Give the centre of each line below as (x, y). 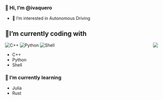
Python (19, 60)
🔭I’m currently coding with (46, 33)
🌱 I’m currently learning (33, 78)
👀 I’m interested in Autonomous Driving (51, 18)
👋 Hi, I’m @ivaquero (29, 8)
